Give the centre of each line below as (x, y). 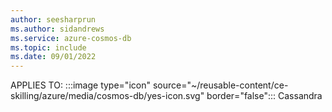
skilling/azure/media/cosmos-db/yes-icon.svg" (107, 96)
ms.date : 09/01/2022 (53, 57)
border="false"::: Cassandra (264, 96)
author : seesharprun (53, 19)
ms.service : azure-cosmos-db (71, 38)
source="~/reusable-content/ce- (220, 85)
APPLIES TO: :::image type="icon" (80, 85)
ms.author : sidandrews (57, 29)
